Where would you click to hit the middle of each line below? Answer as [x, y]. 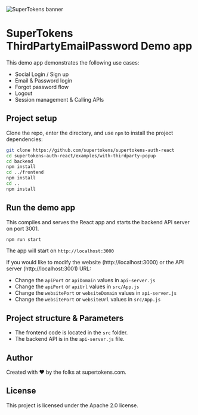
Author [19, 358]
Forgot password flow [42, 87]
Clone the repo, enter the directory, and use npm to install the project [90, 133]
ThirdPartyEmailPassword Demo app [99, 46]
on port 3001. [23, 228]
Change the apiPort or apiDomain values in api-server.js [85, 280]
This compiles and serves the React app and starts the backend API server [98, 222]
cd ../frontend [25, 173]
